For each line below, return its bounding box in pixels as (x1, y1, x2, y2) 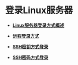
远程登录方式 (12, 33, 39, 39)
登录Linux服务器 (5, 5, 73, 16)
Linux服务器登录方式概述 (12, 22, 64, 28)
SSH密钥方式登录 (12, 43, 49, 49)
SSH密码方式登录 (12, 54, 49, 60)
